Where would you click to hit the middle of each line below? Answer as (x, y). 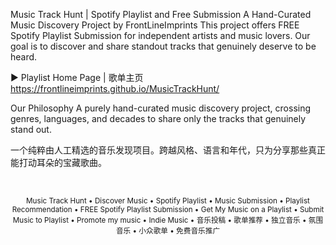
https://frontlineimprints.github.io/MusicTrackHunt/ (115, 88)
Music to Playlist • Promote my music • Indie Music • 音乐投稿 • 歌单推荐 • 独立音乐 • (159, 220)
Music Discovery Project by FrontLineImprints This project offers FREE (155, 25)
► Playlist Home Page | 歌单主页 (77, 77)
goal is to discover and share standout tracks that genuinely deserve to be (163, 46)
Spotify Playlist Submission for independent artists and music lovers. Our (160, 35)
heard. (24, 57)
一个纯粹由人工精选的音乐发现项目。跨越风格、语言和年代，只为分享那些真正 (168, 150)
